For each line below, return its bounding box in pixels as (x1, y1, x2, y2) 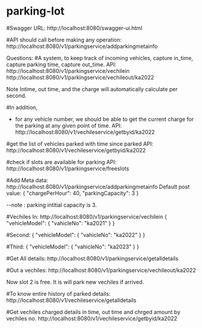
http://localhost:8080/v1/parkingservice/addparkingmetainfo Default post (6, 183, 190, 190)
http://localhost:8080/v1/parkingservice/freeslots (6, 165, 129, 172)
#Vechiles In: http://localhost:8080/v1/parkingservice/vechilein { (6, 213, 167, 220)
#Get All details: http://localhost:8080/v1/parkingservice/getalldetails (6, 255, 179, 262)
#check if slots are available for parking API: (6, 158, 117, 165)
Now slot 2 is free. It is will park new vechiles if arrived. (6, 278, 144, 285)
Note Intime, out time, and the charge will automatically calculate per (6, 85, 178, 92)
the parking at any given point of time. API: (15, 121, 123, 129)
